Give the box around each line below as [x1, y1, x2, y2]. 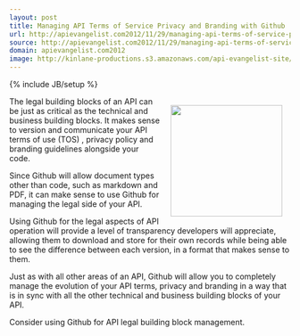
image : [9, 54, 34, 63]
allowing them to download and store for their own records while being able [9, 235, 287, 245]
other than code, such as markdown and [9, 180, 158, 190]
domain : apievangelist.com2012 [9, 46, 126, 55]
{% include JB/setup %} [9, 79, 98, 89]
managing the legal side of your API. [9, 199, 143, 209]
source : [9, 37, 38, 47]
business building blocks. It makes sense [9, 115, 161, 126]
